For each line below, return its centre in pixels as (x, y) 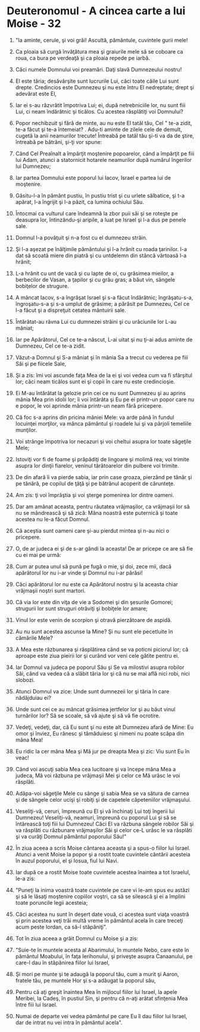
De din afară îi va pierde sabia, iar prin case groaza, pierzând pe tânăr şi (104, 477)
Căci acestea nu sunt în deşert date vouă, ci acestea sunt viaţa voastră (102, 914)
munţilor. (26, 430)
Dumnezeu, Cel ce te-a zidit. (50, 346)
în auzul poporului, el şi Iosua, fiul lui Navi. (67, 861)
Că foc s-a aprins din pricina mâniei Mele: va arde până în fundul (95, 417)
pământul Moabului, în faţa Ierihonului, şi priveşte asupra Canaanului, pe (104, 956)
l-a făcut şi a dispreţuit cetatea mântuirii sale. (71, 310)
